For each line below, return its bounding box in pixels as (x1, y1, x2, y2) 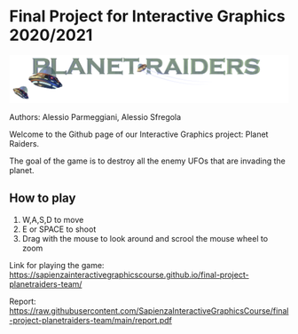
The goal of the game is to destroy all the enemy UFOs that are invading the (9, 155, 286, 166)
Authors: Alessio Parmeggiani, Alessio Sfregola (9, 112, 182, 123)
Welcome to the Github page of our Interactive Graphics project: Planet (9, 129, 269, 139)
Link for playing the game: (9, 259, 105, 270)
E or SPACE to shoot (21, 224, 97, 235)
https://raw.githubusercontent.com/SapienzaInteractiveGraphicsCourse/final (9, 305, 289, 316)
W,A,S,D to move (21, 214, 84, 225)
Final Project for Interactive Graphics (9, 6, 286, 27)
